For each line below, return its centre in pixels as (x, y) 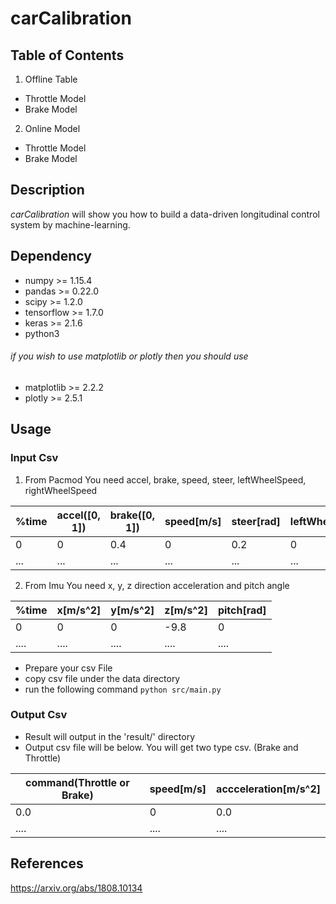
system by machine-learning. (70, 224)
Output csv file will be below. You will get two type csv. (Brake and (161, 747)
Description (47, 190)
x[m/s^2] (79, 610)
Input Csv (34, 458)
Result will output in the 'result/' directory (110, 736)
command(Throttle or (77, 782)
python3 (42, 333)
